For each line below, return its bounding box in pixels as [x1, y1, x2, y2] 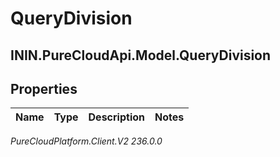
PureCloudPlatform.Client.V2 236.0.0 [10, 135, 163, 147]
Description [88, 110, 145, 124]
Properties [10, 80, 78, 97]
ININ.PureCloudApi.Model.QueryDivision [10, 47, 272, 64]
